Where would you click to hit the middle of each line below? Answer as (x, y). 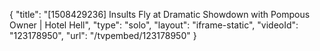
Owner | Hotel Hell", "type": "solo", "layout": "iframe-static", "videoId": (154, 25)
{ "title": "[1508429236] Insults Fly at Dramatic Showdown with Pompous (160, 14)
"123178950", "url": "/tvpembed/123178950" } (103, 35)
